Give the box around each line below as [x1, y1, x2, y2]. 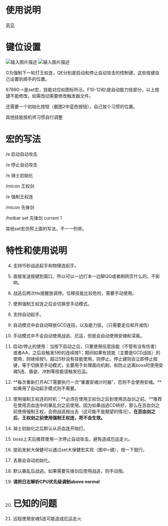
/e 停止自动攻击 [5, 161, 38, 168]
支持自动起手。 [12, 311, 44, 317]
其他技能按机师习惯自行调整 [5, 114, 63, 120]
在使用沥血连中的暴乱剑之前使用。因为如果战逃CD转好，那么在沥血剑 [12, 402, 155, 408]
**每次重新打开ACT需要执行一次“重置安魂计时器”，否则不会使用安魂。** [12, 379, 162, 385]
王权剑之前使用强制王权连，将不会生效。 [21, 414, 105, 421]
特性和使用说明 [5, 245, 67, 256]
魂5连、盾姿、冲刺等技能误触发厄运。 [12, 368, 90, 374]
